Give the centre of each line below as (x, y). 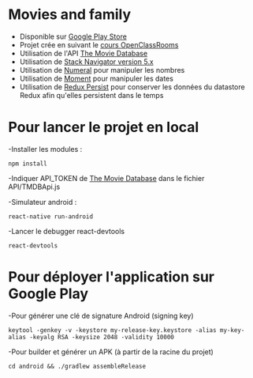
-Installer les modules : (45, 149)
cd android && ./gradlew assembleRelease (77, 366)
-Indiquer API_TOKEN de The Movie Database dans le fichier (106, 178)
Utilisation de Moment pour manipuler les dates (96, 78)
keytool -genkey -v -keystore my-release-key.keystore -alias (112, 330)
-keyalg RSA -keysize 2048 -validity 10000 (102, 337)
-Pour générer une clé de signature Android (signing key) (101, 316)
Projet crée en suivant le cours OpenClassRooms (99, 44)
